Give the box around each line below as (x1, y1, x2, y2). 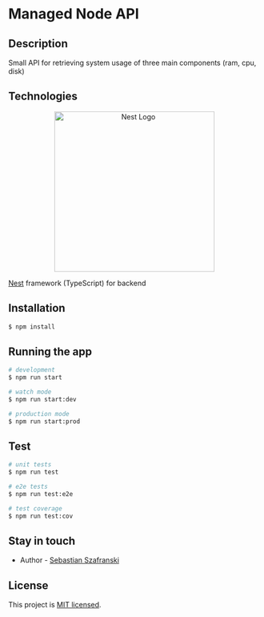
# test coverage (8, 504, 62, 513)
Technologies (8, 90, 78, 103)
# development (8, 366, 56, 374)
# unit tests (8, 461, 52, 469)
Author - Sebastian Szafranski (19, 555, 120, 565)
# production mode (8, 409, 70, 417)
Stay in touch (8, 534, 76, 548)
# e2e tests (8, 482, 48, 491)
